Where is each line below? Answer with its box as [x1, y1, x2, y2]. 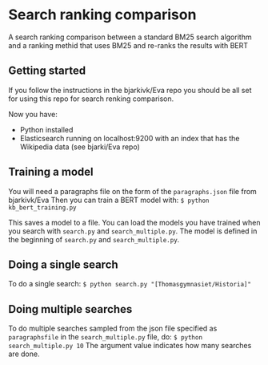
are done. [8, 349, 40, 359]
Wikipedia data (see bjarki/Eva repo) [19, 142, 140, 152]
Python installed [19, 124, 74, 134]
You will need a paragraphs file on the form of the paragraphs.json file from [8, 186, 258, 196]
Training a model [8, 165, 94, 179]
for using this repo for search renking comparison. [8, 94, 174, 103]
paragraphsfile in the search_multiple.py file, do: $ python [8, 332, 202, 342]
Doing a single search [8, 258, 118, 271]
